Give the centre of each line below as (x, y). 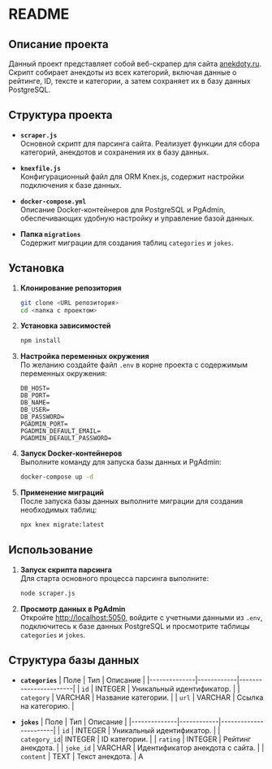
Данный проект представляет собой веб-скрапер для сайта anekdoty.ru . (135, 63)
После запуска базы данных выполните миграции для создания (132, 501)
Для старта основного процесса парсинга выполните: (114, 578)
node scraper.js (47, 593)
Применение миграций (62, 492)
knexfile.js (40, 168)
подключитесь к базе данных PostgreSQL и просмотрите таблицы (135, 626)
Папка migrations (50, 234)
